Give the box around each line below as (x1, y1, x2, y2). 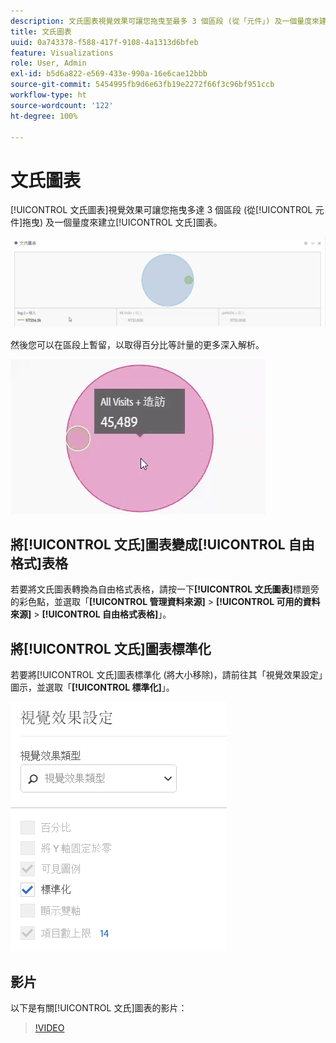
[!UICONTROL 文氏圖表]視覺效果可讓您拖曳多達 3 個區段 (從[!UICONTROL (10, 204, 313, 216)
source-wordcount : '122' (10, 100, 114, 110)
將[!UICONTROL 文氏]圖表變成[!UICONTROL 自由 (10, 536, 315, 553)
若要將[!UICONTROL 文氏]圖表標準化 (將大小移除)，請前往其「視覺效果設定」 (10, 669, 323, 681)
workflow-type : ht (10, 90, 87, 100)
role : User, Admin (10, 58, 87, 69)
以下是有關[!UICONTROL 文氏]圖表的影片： (10, 1001, 188, 1014)
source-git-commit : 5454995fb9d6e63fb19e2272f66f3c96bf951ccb (10, 80, 275, 90)
